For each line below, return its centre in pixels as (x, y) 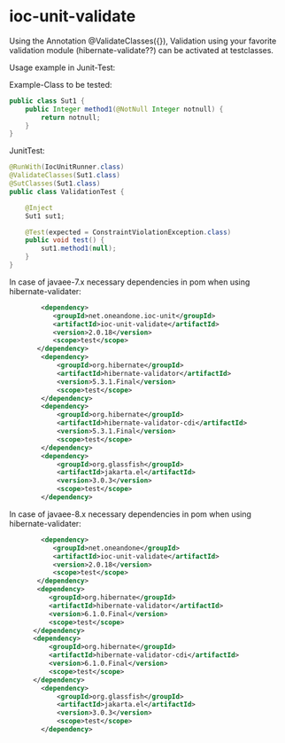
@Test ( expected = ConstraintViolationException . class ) (128, 232)
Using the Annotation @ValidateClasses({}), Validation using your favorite (143, 41)
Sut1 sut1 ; (45, 216)
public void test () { (65, 240)
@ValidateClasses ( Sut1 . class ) (65, 176)
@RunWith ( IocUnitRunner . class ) (67, 167)
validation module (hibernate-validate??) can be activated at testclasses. (142, 50)
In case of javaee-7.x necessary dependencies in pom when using (130, 282)
